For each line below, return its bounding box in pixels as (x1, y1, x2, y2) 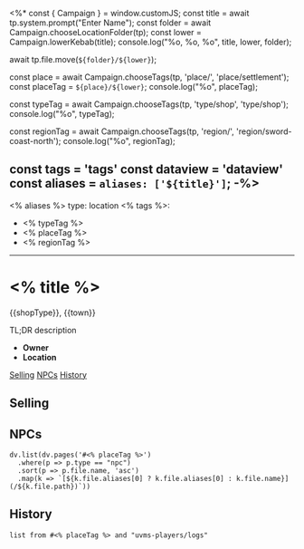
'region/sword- (236, 126, 292, 137)
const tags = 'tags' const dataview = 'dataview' (9, 162, 283, 178)
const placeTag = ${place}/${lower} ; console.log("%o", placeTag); (9, 82, 258, 91)
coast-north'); (9, 136, 62, 146)
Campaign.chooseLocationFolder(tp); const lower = (9, 27, 202, 37)
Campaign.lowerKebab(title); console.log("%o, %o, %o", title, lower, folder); (9, 36, 292, 47)
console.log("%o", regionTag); (62, 136, 176, 146)
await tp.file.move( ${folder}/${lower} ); (9, 54, 157, 64)
